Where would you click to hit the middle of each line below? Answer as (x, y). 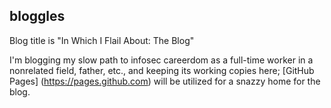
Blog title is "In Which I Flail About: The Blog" (102, 40)
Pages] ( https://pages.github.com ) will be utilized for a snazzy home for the (165, 81)
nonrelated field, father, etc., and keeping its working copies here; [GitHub (162, 70)
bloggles (37, 16)
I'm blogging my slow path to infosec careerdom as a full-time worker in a (161, 60)
